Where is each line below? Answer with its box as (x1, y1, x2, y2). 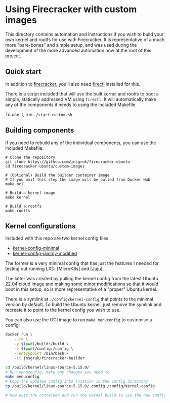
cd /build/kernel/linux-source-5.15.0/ (5, 364, 90, 370)
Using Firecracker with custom (5, 4, 137, 15)
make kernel (5, 194, 30, 200)
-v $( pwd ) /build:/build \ (14, 342, 69, 347)
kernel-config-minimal (12, 245, 60, 251)
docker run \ (5, 332, 33, 337)
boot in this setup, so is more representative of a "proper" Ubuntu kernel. (5, 286, 158, 292)
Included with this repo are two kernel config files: (5, 235, 110, 242)
